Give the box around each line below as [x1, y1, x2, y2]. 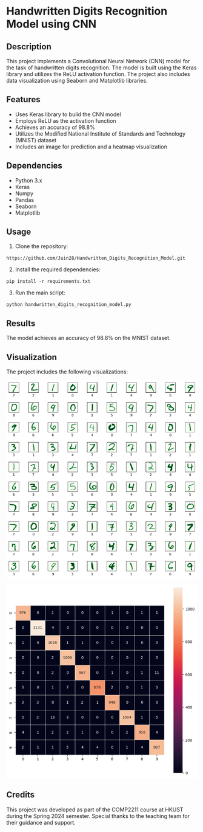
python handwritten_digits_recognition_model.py [6, 302, 131, 308]
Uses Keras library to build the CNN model [15, 111, 121, 118]
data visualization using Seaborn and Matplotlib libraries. [6, 77, 148, 84]
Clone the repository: [15, 243, 68, 250]
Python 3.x [15, 176, 42, 184]
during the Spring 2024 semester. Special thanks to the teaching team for [6, 812, 190, 819]
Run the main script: [15, 289, 65, 296]
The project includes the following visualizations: [6, 368, 128, 375]
